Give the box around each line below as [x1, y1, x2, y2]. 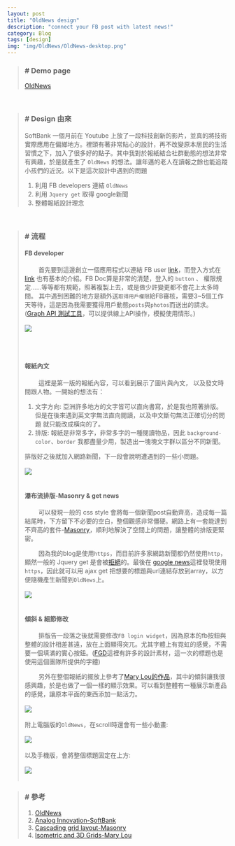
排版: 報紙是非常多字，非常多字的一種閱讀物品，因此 [34, 428, 186, 437]
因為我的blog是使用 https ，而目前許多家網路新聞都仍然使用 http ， [38, 550, 227, 558]
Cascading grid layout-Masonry [34, 823, 127, 832]
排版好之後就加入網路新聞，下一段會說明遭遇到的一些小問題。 [24, 452, 203, 460]
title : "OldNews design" [7, 17, 80, 24]
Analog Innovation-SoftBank [34, 816, 117, 824]
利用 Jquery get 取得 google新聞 [34, 189, 129, 198]
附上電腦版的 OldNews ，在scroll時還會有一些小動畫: [24, 721, 169, 729]
